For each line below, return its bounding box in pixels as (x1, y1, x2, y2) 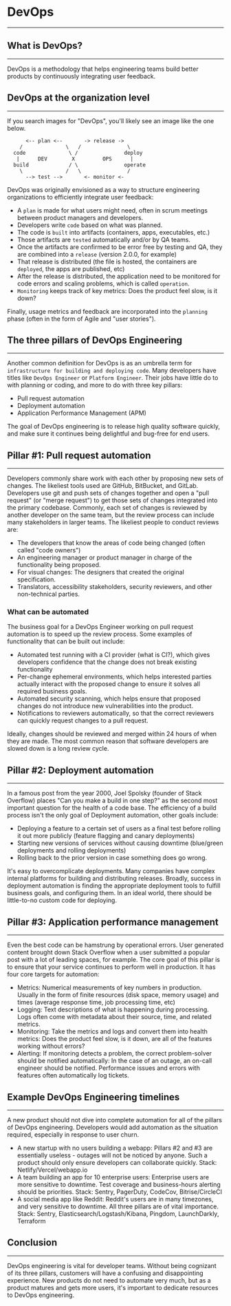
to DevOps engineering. (7, 1291, 74, 1299)
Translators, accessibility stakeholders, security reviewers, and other (16, 583, 212, 591)
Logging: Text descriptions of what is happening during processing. (16, 1005, 210, 1014)
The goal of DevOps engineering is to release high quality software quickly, (7, 422, 221, 431)
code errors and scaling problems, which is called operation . (16, 279, 190, 288)
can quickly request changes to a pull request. (16, 716, 149, 725)
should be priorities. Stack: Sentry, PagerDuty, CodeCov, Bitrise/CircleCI (16, 1188, 222, 1196)
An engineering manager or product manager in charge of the (16, 553, 192, 561)
